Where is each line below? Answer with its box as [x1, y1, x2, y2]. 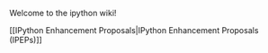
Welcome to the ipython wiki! [9, 8, 117, 18]
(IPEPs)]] [9, 35, 42, 45]
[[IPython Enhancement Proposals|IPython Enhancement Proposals [9, 25, 259, 35]
